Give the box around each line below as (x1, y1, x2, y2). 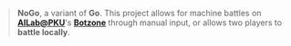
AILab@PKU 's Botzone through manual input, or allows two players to (16, 17, 283, 28)
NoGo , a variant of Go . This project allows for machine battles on (16, 8, 262, 18)
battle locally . (16, 27, 70, 37)
